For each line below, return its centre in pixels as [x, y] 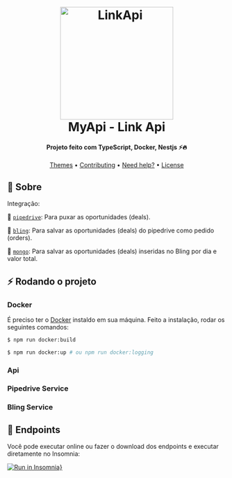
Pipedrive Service [38, 389]
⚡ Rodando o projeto [52, 281]
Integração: [24, 204]
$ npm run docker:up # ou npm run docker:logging [81, 352]
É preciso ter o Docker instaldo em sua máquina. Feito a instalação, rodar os [116, 319]
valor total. [23, 259]
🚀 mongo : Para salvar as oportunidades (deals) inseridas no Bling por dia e [112, 251]
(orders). [20, 238]
